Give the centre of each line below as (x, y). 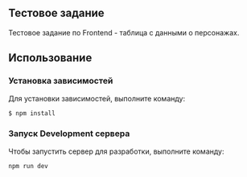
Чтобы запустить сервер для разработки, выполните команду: (116, 151)
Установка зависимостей (61, 81)
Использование (50, 58)
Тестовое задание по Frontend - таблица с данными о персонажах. (124, 32)
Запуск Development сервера (69, 134)
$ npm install (32, 113)
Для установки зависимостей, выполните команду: (97, 98)
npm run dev (28, 166)
